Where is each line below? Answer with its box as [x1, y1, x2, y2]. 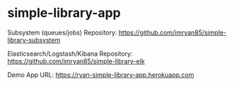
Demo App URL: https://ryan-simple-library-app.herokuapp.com [7, 70, 194, 79]
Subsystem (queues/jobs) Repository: [7, 28, 117, 37]
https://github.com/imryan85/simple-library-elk [7, 56, 145, 65]
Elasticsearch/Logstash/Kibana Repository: [7, 49, 133, 58]
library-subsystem [7, 35, 61, 44]
